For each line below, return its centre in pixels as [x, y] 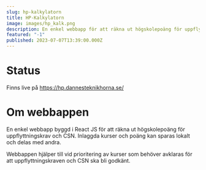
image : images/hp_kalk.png [41, 23]
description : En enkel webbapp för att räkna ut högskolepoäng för [94, 29]
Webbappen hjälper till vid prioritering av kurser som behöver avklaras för [99, 154]
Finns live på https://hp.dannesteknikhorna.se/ [65, 87]
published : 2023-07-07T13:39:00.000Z [55, 40]
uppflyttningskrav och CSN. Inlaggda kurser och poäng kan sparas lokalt [98, 136]
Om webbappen [48, 112]
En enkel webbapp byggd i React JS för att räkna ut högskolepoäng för [96, 129]
